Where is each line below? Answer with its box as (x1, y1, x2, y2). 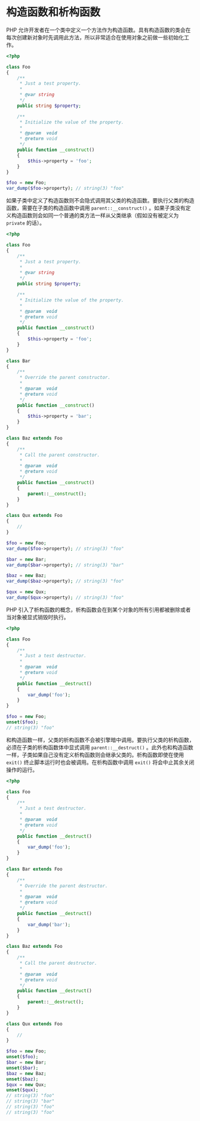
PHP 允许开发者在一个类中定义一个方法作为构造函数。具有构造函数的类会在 (6, 26, 191, 33)
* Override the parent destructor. (19, 883, 109, 889)
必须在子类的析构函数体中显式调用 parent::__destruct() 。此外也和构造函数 (6, 744, 194, 751)
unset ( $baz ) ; (6, 1076, 39, 1082)
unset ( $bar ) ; (6, 1065, 39, 1071)
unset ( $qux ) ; (6, 1087, 39, 1093)
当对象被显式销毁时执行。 (6, 613, 69, 621)
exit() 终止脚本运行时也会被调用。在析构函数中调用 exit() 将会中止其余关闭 (6, 759, 195, 766)
